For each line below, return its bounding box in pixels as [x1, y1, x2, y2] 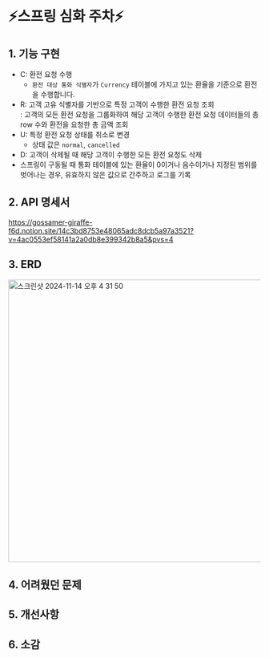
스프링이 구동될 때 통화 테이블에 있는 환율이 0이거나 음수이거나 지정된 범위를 [19, 160, 258, 169]
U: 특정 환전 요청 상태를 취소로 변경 [19, 130, 130, 139]
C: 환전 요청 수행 [19, 70, 73, 79]
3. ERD [8, 258, 42, 271]
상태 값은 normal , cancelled [31, 140, 120, 149]
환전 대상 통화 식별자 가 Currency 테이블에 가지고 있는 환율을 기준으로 [31, 79, 243, 89]
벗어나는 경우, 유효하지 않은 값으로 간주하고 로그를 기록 [19, 170, 191, 179]
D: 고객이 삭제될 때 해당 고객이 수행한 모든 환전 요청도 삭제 [19, 150, 203, 159]
